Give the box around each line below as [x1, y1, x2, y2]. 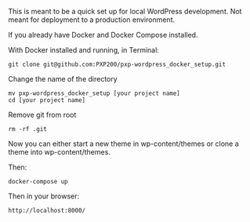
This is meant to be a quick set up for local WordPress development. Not [8, 7, 242, 16]
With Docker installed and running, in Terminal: [8, 45, 159, 54]
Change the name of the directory [8, 75, 118, 83]
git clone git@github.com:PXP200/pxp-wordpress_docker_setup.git [8, 60, 226, 68]
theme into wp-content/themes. [8, 147, 111, 156]
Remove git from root [8, 110, 77, 119]
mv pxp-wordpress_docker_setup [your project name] [8, 89, 180, 97]
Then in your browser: [8, 191, 80, 201]
